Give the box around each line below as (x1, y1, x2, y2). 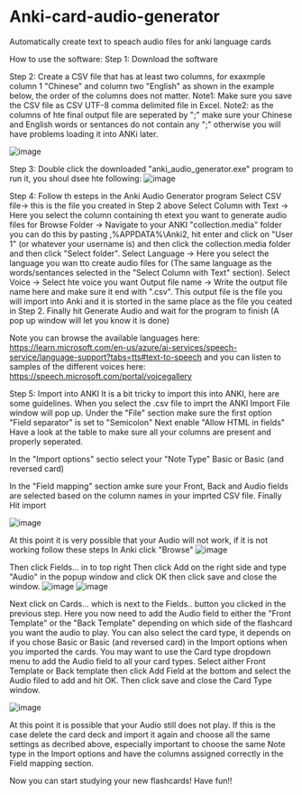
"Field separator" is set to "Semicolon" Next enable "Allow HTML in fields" (9, 416, 286, 427)
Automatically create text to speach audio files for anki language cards (9, 36, 272, 47)
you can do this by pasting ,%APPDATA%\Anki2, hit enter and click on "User (9, 228, 293, 240)
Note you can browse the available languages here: (9, 332, 200, 343)
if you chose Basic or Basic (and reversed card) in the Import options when (9, 636, 288, 647)
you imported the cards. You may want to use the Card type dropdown (9, 646, 271, 657)
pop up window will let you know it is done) (9, 315, 169, 325)
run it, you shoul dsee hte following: (9, 173, 142, 184)
